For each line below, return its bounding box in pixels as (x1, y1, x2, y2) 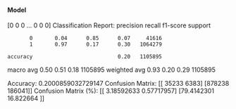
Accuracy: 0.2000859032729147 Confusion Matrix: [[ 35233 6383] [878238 (7, 79, 230, 88)
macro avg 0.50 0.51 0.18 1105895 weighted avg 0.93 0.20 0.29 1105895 (7, 65, 216, 74)
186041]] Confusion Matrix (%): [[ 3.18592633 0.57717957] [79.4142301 (7, 86, 215, 95)
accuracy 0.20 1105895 (7, 53, 162, 60)
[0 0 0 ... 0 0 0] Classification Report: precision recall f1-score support (7, 21, 211, 30)
